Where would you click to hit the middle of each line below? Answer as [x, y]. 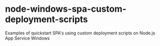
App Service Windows [27, 38]
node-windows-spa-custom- [66, 9]
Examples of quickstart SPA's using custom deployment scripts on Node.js [80, 33]
